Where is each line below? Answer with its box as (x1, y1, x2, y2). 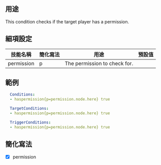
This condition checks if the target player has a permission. (5, 18, 130, 24)
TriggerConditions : (10, 120, 51, 125)
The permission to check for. (65, 60, 134, 67)
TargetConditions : (10, 106, 49, 111)
